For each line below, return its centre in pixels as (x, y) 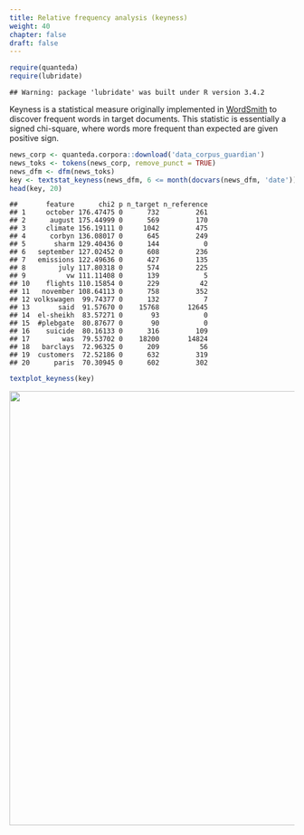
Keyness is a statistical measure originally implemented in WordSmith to (143, 109)
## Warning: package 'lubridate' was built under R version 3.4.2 (137, 92)
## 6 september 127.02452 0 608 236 (109, 252)
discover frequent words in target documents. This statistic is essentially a (148, 119)
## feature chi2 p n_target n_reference (109, 204)
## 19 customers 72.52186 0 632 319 (109, 355)
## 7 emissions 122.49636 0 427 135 (109, 260)
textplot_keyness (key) (52, 379)
